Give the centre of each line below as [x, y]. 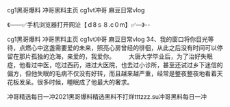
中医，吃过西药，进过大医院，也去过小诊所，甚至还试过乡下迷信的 [130, 65]
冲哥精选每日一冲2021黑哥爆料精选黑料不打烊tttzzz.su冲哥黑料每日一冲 [107, 97]
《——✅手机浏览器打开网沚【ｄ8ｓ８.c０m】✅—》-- [79, 25]
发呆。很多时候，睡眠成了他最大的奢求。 [76, 82]
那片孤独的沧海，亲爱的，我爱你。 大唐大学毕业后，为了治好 [110, 56]
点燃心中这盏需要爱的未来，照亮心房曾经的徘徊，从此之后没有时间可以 [118, 48]
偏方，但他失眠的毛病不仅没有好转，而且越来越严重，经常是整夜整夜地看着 [112, 73]
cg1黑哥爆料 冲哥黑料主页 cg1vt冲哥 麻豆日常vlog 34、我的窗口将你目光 [108, 39]
